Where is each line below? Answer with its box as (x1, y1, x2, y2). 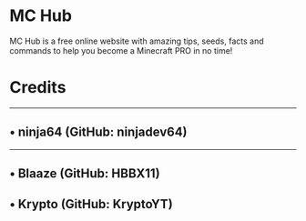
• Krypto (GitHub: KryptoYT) (9, 196, 173, 212)
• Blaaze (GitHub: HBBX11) (9, 166, 161, 182)
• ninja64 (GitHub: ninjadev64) (9, 125, 188, 140)
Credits (9, 77, 66, 98)
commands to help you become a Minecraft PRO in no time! (9, 45, 233, 55)
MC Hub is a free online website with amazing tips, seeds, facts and (9, 35, 264, 46)
